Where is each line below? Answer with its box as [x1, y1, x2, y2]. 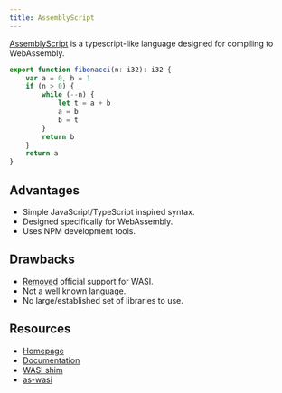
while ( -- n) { [42, 90, 95, 99]
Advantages [9, 182, 80, 198]
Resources [9, 322, 71, 337]
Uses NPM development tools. [22, 225, 136, 236]
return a [25, 149, 59, 158]
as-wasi [22, 374, 52, 385]
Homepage [22, 345, 65, 356]
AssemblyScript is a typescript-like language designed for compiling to [9, 38, 274, 49]
